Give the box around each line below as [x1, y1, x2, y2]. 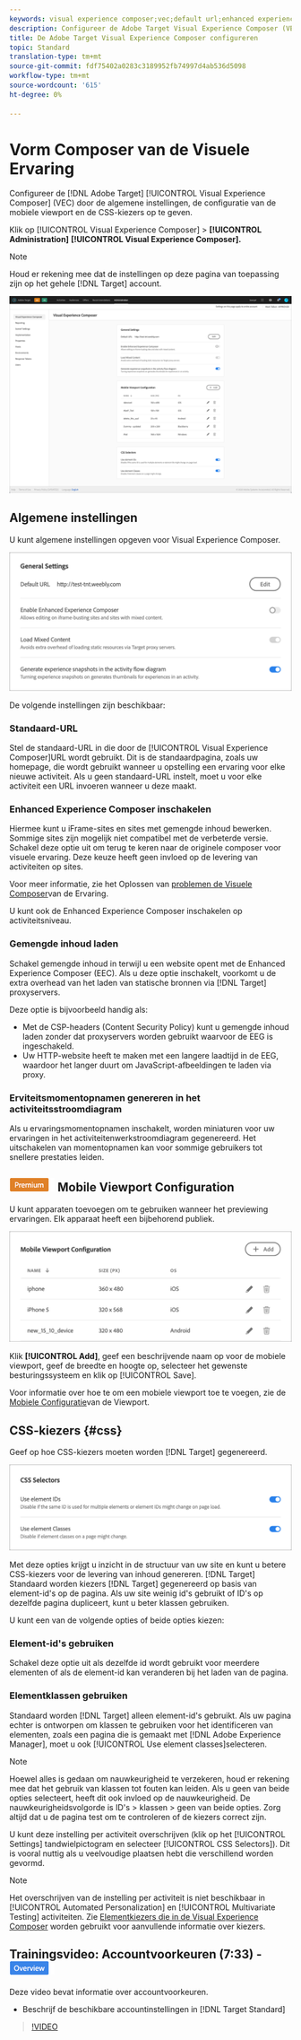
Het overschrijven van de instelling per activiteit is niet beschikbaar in [9, 1892, 266, 1903]
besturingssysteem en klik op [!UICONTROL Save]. [9, 1370, 197, 1381]
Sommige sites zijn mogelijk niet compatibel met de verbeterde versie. [9, 833, 269, 843]
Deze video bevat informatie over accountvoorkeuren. [9, 1987, 209, 1998]
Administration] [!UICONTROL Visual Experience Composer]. [9, 234, 242, 245]
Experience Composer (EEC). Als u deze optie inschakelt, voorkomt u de [9, 967, 276, 978]
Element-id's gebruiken [9, 1637, 115, 1650]
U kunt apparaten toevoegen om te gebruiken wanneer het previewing [9, 1203, 269, 1215]
